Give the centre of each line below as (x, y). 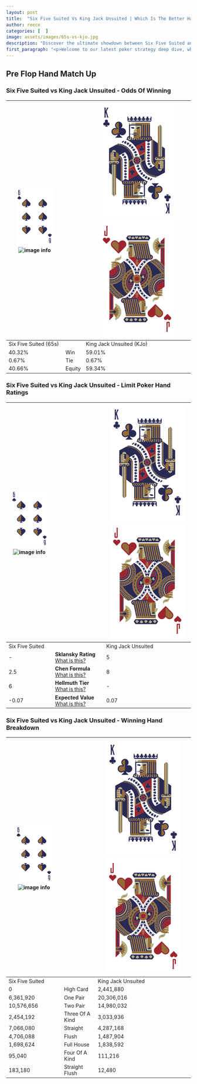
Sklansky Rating (75, 654)
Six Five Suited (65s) (34, 344)
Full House (77, 1044)
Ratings (17, 393)
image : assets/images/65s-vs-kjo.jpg (52, 37)
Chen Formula (73, 669)
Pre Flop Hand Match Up (51, 74)
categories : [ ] (27, 31)
